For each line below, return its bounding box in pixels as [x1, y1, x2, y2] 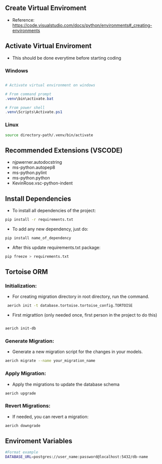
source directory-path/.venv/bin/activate [5, 133, 93, 138]
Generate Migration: [5, 338, 54, 345]
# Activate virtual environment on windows [5, 82, 96, 88]
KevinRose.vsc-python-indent [12, 180, 73, 186]
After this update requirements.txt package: [12, 244, 101, 250]
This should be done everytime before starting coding [12, 55, 122, 61]
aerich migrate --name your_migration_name [5, 358, 96, 363]
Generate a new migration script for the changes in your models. [12, 349, 143, 355]
